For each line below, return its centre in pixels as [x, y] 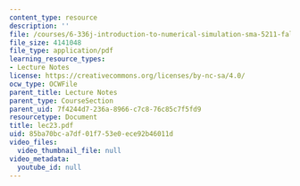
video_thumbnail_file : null [70, 150]
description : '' [39, 26]
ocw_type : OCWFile [43, 84]
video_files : [33, 142]
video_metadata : [39, 159]
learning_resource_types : [57, 59]
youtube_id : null [50, 167]
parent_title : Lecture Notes [63, 92]
